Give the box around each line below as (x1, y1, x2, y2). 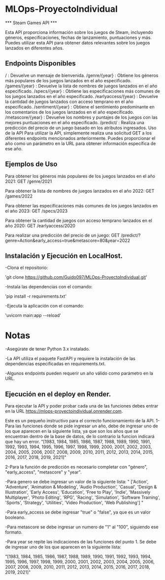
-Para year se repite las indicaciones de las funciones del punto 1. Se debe (5, 539, 157, 545)
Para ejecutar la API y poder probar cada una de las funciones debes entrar (5, 403, 159, 409)
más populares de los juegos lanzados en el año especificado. (5, 77, 132, 83)
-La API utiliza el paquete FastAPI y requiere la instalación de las (5, 356, 135, 362)
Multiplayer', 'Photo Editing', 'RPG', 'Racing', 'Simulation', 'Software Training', (5, 494, 160, 501)
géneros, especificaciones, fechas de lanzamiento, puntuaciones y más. (5, 34, 152, 40)
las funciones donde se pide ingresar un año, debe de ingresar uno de (15, 423, 159, 429)
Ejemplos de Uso (5, 160, 58, 169)
